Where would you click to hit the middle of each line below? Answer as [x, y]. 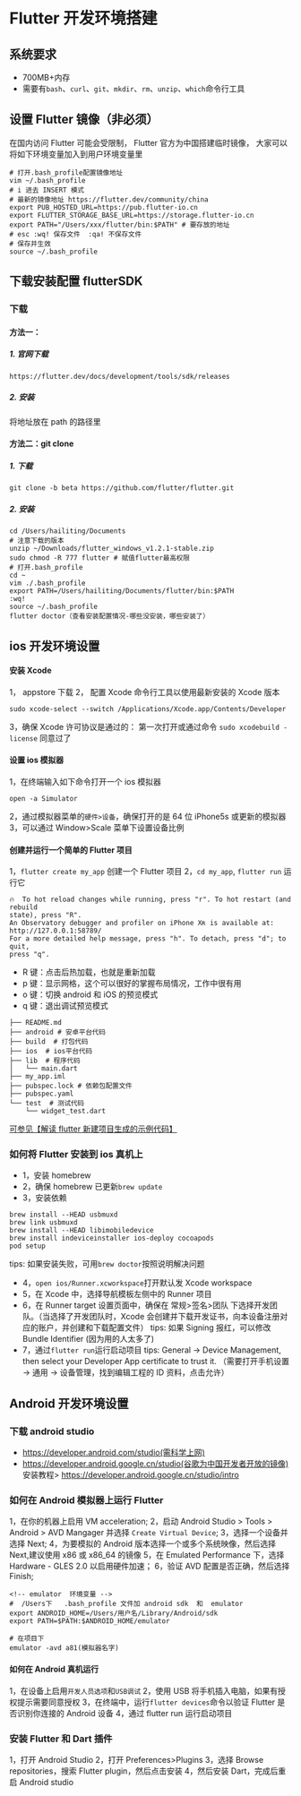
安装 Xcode [30, 670]
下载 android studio [52, 1431]
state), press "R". [46, 915]
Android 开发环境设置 [69, 1403]
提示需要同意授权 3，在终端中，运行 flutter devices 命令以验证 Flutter [146, 1702]
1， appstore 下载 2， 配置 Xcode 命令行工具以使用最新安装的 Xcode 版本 [145, 692]
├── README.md [36, 1023]
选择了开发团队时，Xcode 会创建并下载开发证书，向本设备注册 [165, 1317]
